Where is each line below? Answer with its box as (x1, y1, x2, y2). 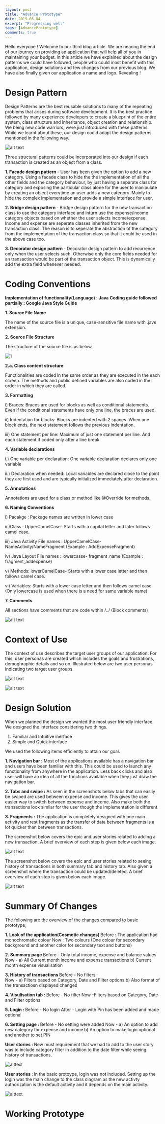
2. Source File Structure (5, 334, 55, 340)
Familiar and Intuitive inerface (12, 733, 72, 739)
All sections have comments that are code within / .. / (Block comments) (5, 607, 148, 613)
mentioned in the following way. (5, 135, 70, 141)
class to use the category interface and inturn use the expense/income (5, 210, 149, 216)
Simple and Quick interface (12, 738, 67, 745)
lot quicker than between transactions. (5, 824, 83, 830)
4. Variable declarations (5, 446, 55, 452)
